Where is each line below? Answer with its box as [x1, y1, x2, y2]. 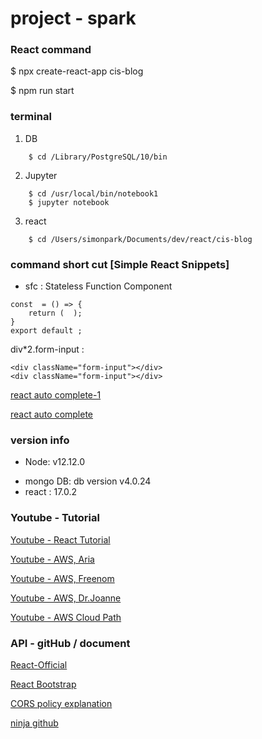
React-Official [10, 658, 68, 671]
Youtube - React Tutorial [10, 533, 111, 546]
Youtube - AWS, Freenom [10, 572, 115, 584]
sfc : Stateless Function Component [24, 280, 173, 292]
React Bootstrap [10, 678, 77, 690]
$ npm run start [10, 85, 75, 97]
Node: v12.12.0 [24, 456, 86, 468]
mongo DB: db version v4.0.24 [24, 475, 152, 487]
